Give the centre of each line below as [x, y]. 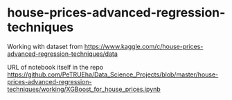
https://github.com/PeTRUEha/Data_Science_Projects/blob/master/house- [113, 74]
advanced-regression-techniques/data [62, 54]
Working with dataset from [45, 46]
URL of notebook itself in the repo [55, 67]
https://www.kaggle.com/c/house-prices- [144, 46]
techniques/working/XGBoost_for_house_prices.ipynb [84, 89]
